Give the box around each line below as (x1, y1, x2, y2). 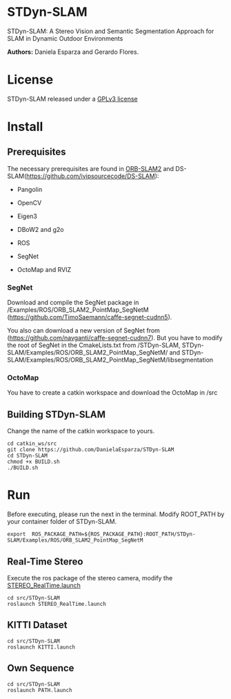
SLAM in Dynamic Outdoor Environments (7, 34, 123, 42)
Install (7, 119, 43, 135)
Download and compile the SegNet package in (7, 298, 139, 307)
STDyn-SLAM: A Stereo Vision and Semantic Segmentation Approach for (7, 27, 214, 35)
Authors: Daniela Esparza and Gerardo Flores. (7, 48, 139, 56)
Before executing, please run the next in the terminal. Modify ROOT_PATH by (7, 510, 225, 518)
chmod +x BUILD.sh (7, 458, 60, 466)
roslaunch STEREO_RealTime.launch (7, 601, 107, 608)
